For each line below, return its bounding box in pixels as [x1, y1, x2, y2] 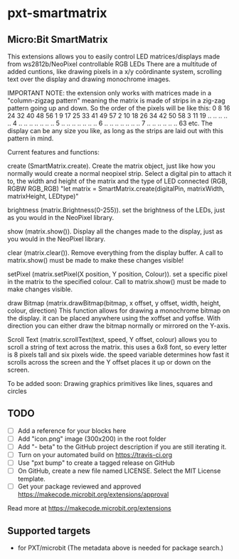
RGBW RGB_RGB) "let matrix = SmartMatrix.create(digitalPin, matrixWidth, [7, 184, 225, 193]
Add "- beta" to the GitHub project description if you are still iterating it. [17, 442, 227, 451]
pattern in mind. [7, 134, 54, 142]
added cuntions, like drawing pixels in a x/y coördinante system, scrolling [7, 68, 222, 75]
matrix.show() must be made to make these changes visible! [7, 256, 184, 264]
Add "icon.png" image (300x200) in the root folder [17, 434, 166, 443]
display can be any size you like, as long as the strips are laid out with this [7, 127, 224, 135]
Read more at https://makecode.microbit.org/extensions [7, 504, 172, 513]
